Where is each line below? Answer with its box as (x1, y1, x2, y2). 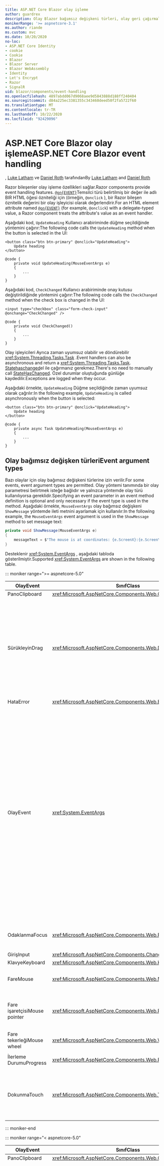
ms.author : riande (5, 25, 42, 30)
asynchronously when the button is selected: (5, 395, 96, 401)
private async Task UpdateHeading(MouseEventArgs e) (14, 426, 123, 431)
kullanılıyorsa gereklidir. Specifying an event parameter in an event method (5, 493, 154, 499)
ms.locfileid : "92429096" (5, 116, 58, 121)
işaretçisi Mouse (7, 1007, 44, 1014)
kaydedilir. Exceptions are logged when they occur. (5, 375, 106, 381)
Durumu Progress (7, 1059, 47, 1066)
